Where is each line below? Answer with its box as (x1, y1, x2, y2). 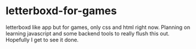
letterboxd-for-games (5, 4, 117, 18)
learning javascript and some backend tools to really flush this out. (5, 30, 170, 37)
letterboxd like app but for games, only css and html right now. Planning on (5, 24, 191, 31)
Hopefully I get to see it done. (5, 36, 79, 43)
